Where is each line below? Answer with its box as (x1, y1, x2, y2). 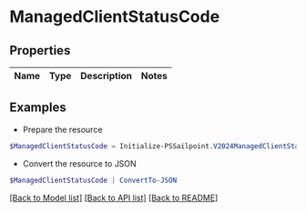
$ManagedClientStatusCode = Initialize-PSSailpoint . (9, 141, 214, 151)
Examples (9, 100, 66, 116)
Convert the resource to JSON (22, 157, 137, 169)
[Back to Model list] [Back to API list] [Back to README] (9, 192, 219, 203)
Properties (9, 43, 71, 58)
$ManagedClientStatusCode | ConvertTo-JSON (9, 176, 178, 185)
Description (80, 70, 132, 82)
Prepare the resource (22, 124, 103, 135)
